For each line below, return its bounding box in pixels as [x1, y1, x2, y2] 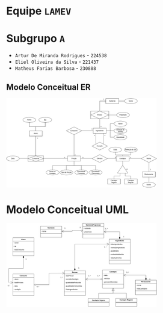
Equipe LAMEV [6, 4, 72, 18]
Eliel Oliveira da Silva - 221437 [14, 58, 99, 66]
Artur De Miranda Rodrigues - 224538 [14, 52, 107, 59]
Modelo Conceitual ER [6, 82, 91, 92]
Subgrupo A [6, 32, 65, 46]
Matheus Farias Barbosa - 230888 [14, 64, 96, 72]
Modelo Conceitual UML [6, 203, 129, 216]
